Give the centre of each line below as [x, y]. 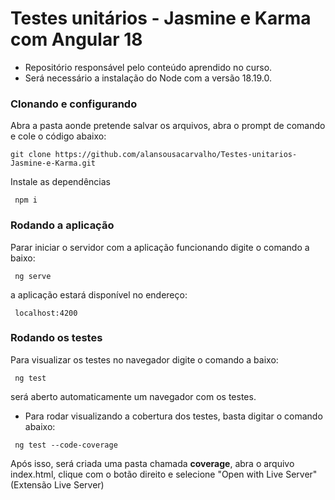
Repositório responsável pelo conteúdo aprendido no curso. [148, 67]
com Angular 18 [76, 39]
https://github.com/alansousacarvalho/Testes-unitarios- [176, 155]
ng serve [33, 276]
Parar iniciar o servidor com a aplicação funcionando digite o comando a [160, 247]
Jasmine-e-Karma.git [53, 163]
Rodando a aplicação [62, 225]
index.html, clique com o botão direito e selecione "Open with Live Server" [164, 474]
